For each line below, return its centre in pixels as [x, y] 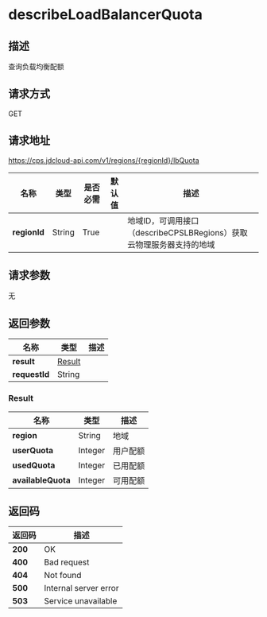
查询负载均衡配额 [36, 66]
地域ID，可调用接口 [163, 220]
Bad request [67, 562]
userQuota [33, 450]
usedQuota [34, 465]
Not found [63, 576]
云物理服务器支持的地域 [171, 244]
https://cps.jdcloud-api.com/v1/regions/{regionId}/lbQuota [104, 160]
